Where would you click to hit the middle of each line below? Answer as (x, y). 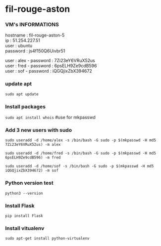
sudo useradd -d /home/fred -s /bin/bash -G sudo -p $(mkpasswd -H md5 (80, 153)
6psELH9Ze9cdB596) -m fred (33, 158)
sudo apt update (22, 94)
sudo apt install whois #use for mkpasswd (50, 118)
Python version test (29, 183)
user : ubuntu (19, 46)
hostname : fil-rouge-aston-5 (35, 35)
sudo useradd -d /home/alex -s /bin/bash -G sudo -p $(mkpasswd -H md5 (80, 140)
